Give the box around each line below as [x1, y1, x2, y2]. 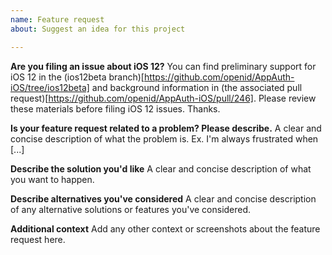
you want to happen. [10, 173, 95, 185]
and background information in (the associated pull [91, 81, 303, 93]
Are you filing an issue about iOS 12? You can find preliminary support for [10, 60, 317, 72]
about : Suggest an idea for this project [10, 24, 186, 34]
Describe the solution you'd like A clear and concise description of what [10, 162, 312, 175]
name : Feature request [10, 14, 105, 25]
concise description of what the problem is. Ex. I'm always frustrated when [10, 132, 319, 145]
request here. [10, 233, 66, 245]
